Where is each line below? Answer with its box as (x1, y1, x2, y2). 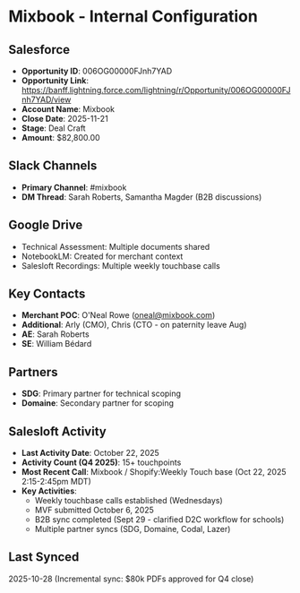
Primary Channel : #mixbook (21, 182, 127, 193)
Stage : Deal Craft (21, 123, 86, 133)
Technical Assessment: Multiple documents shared (21, 241, 210, 252)
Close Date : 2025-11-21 (21, 114, 108, 124)
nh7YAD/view (21, 94, 72, 105)
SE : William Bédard (21, 339, 92, 349)
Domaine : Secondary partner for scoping (21, 398, 175, 408)
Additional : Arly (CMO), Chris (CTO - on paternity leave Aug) (21, 320, 247, 331)
